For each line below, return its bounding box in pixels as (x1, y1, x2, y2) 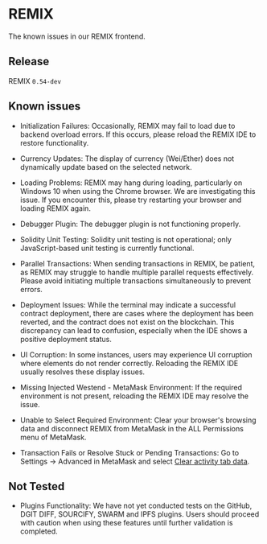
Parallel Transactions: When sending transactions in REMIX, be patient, (19, 258, 256, 268)
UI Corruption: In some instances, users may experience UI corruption (19, 349, 253, 359)
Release (8, 55, 50, 68)
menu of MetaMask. (19, 432, 87, 442)
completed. (19, 526, 58, 536)
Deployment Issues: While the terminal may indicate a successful (19, 299, 236, 310)
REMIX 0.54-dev (8, 76, 62, 85)
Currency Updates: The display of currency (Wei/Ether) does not (19, 154, 235, 163)
